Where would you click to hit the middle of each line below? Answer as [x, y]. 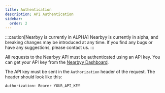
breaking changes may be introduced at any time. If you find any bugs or [79, 43]
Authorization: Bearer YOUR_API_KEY [43, 86]
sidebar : [14, 19]
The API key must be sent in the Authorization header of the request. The [80, 72]
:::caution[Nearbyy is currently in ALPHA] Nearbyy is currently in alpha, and [82, 37]
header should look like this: [34, 77]
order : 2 [18, 23]
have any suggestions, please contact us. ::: [50, 47]
